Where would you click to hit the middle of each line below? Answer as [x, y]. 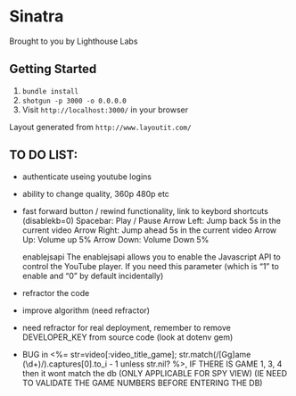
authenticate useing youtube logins [86, 177]
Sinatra [37, 16]
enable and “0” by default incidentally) [93, 276]
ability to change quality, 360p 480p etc [95, 194]
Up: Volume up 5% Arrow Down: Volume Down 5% [115, 239]
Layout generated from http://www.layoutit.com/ [100, 127]
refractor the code [56, 293]
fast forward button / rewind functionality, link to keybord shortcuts [145, 210]
